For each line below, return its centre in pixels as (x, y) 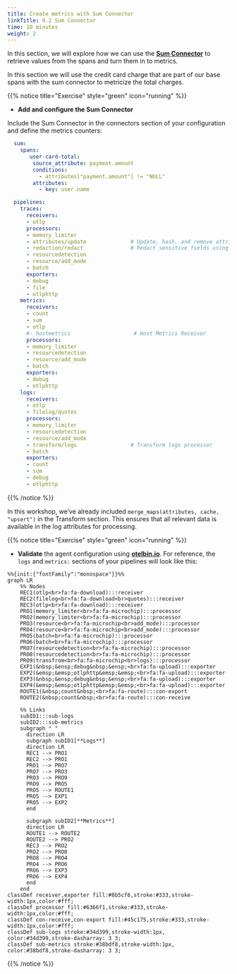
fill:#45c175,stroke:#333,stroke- (159, 920)
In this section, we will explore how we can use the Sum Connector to (109, 54)
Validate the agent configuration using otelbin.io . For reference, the (116, 554)
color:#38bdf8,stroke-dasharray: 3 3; (64, 950)
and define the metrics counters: (55, 130)
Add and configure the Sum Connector (75, 109)
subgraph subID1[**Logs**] (66, 741)
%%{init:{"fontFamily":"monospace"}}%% (66, 574)
